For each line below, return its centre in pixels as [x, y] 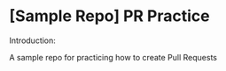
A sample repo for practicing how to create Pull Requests [113, 57]
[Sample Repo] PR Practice [109, 16]
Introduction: [32, 40]
